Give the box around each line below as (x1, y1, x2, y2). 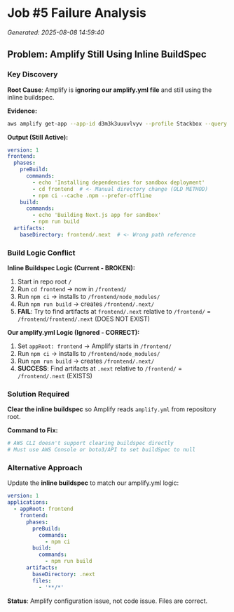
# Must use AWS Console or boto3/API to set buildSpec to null (7, 446, 196, 453)
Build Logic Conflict (7, 248, 76, 258)
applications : (7, 499, 49, 506)
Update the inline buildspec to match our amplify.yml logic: (7, 479, 179, 487)
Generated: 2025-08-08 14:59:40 (7, 28, 105, 36)
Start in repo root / (17, 277, 72, 286)
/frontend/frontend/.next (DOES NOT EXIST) (17, 314, 151, 324)
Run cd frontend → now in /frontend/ (17, 285, 128, 293)
